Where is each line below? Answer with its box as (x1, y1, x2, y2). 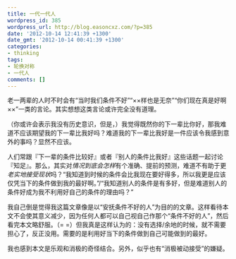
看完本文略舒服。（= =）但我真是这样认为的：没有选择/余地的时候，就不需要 (7, 220, 227, 229)
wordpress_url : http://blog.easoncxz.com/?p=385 (7, 23, 153, 30)
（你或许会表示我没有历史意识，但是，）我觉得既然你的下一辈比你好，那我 (7, 120, 221, 128)
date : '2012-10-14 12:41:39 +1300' (7, 30, 112, 37)
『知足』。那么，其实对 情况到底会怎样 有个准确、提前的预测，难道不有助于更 (7, 162, 227, 170)
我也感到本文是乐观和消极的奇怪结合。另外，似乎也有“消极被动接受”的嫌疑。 (7, 244, 229, 253)
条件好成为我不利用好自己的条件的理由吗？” (7, 188, 134, 196)
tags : (7, 56, 23, 64)
